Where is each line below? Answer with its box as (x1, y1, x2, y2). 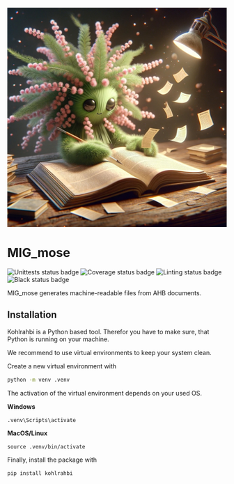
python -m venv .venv (7, 376, 70, 383)
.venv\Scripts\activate (7, 416, 77, 423)
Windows (7, 402, 36, 411)
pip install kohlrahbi (7, 469, 73, 477)
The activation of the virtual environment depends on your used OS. (7, 389, 202, 397)
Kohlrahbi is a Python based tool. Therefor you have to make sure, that (7, 327, 210, 336)
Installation (7, 309, 57, 321)
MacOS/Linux (7, 429, 48, 437)
